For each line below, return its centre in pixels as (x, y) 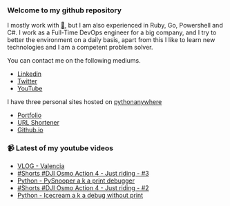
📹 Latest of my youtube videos (60, 148)
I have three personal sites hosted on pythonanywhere (85, 102)
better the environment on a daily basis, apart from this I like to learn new (111, 40)
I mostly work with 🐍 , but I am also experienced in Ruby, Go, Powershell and (115, 25)
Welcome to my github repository (65, 10)
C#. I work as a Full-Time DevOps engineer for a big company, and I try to (112, 32)
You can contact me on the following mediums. (74, 61)
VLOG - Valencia (41, 166)
